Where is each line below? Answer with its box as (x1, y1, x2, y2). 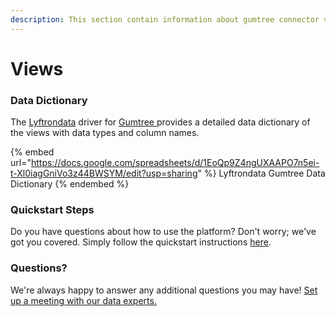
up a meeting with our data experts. (10, 294, 157, 306)
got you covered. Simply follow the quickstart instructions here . (10, 236, 272, 248)
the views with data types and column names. (10, 127, 200, 139)
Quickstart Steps (10, 203, 95, 217)
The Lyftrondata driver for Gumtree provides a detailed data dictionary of (10, 116, 311, 128)
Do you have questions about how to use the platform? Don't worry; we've (10, 226, 317, 238)
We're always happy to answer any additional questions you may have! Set (10, 284, 318, 296)
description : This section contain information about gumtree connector (10, 14, 320, 25)
